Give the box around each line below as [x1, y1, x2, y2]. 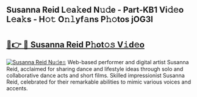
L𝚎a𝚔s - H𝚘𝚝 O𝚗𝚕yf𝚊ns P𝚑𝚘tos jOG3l [6, 15, 154, 25]
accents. [6, 85, 29, 92]
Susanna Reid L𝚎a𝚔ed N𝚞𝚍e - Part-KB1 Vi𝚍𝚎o [6, 5, 184, 15]
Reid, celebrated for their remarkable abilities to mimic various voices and [6, 78, 191, 85]
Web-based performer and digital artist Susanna [67, 59, 189, 65]
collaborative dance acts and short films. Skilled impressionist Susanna [6, 72, 185, 79]
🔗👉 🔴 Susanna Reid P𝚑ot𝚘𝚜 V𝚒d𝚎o [6, 39, 145, 50]
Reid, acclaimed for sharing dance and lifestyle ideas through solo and [6, 65, 184, 72]
